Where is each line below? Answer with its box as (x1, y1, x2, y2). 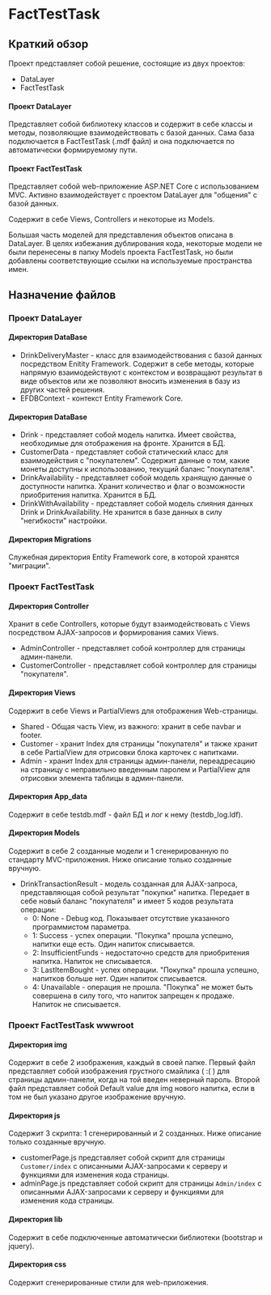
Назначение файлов (8, 288, 116, 302)
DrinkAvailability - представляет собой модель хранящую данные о (19, 473, 252, 482)
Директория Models (8, 828, 80, 838)
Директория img (8, 1039, 67, 1049)
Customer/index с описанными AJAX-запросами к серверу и (19, 1161, 228, 1171)
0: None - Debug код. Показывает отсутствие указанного (32, 914, 231, 923)
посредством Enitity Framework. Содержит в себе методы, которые (19, 359, 255, 368)
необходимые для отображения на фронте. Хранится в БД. (19, 439, 226, 448)
